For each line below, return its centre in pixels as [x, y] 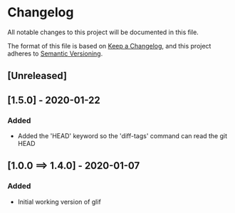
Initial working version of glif [59, 202]
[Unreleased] [37, 76]
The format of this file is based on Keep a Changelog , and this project [109, 46]
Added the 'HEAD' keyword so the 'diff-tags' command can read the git [122, 136]
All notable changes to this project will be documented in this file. [103, 32]
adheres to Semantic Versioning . [55, 53]
